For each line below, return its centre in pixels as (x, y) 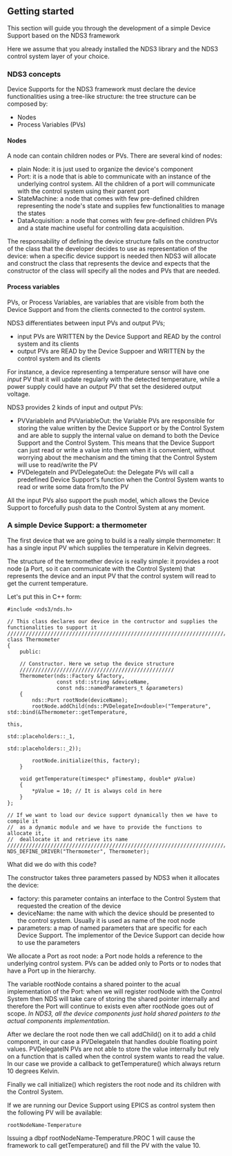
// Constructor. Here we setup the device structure (97, 663)
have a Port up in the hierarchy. (52, 971)
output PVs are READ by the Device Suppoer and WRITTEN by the (111, 351)
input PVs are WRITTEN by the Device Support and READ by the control (119, 336)
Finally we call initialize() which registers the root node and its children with (114, 1084)
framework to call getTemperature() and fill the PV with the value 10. (104, 1145)
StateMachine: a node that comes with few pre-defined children (108, 199)
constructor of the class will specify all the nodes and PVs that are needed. (114, 271)
